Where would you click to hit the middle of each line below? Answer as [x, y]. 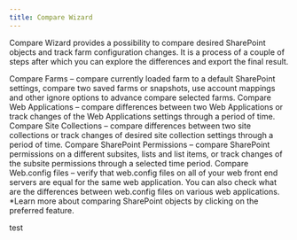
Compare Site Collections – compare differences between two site [130, 126]
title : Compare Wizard [51, 17]
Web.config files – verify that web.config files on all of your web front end [144, 173]
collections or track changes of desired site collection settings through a [141, 135]
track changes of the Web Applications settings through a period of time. [142, 116]
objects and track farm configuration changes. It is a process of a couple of [147, 52]
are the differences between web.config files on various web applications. [145, 191]
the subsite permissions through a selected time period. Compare [129, 163]
